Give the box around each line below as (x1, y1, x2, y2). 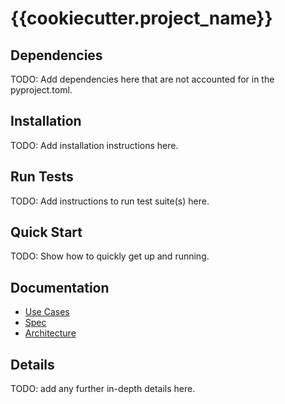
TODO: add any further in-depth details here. (10, 383, 196, 395)
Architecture (24, 327, 77, 339)
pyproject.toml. (10, 84, 73, 96)
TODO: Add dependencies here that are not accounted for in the (10, 73, 275, 85)
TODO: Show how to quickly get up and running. (10, 250, 210, 262)
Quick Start (10, 224, 83, 241)
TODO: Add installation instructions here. (10, 139, 179, 151)
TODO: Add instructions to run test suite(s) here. (10, 195, 210, 207)
